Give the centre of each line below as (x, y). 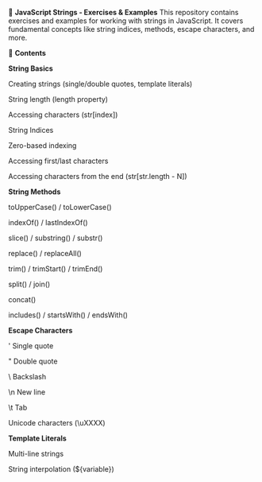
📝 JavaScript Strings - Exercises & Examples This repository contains (123, 12)
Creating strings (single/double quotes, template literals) (100, 84)
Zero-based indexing (42, 146)
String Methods (35, 192)
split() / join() (29, 284)
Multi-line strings (36, 454)
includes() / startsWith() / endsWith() (68, 315)
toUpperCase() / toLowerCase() (60, 207)
